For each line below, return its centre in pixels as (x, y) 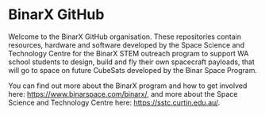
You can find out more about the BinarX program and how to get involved (128, 86)
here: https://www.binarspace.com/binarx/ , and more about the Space (123, 94)
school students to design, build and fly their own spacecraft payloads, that (132, 62)
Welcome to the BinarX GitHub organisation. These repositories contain (125, 36)
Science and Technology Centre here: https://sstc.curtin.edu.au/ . (114, 102)
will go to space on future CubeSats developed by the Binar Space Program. (133, 70)
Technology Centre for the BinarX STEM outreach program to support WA (129, 53)
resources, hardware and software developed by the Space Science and (126, 44)
